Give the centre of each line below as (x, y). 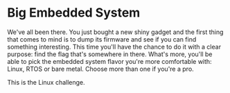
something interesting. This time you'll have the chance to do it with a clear (114, 46)
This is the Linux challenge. (46, 82)
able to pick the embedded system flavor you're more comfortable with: (110, 61)
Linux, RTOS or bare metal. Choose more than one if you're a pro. (100, 69)
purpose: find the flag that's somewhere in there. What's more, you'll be (110, 54)
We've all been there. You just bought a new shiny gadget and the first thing (115, 32)
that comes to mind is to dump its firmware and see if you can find (102, 39)
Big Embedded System (74, 13)
